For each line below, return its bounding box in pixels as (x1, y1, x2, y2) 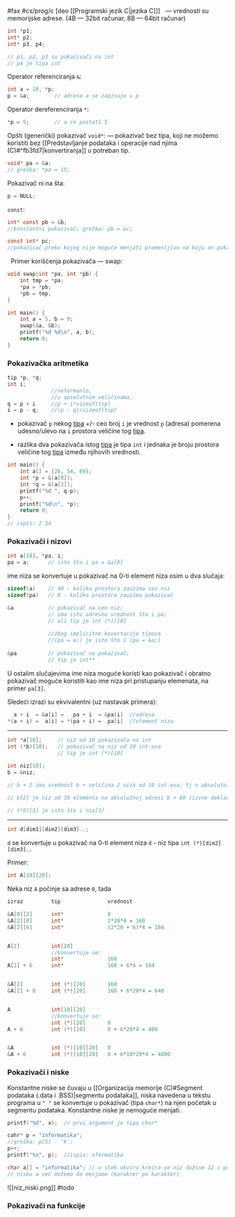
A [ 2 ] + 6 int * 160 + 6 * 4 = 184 (7, 962, 155, 969)
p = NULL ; (7, 193, 36, 200)
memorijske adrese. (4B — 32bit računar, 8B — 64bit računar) (7, 14, 186, 22)
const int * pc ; (7, 238, 52, 245)
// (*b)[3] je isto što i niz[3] (7, 807, 105, 814)
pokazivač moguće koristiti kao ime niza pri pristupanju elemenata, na (7, 676, 208, 685)
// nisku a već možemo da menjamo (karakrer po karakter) (7, 1170, 180, 1178)
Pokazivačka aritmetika (7, 358, 89, 368)
